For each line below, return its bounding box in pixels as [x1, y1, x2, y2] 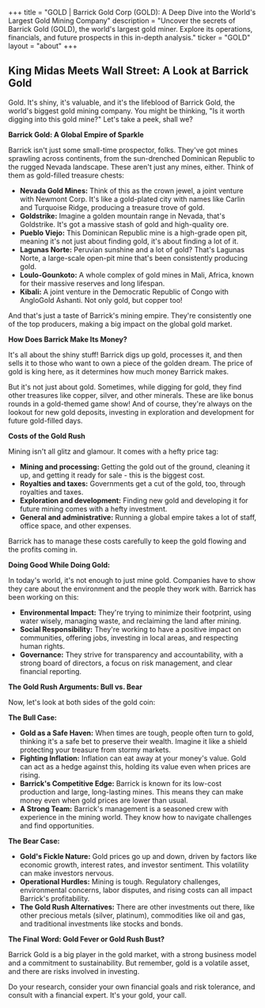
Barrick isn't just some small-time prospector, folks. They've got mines [8, 145, 239, 155]
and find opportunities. [19, 821, 95, 830]
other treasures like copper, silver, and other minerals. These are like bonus [8, 390, 254, 400]
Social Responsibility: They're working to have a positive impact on [19, 624, 241, 634]
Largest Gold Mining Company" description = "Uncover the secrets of [8, 16, 236, 25]
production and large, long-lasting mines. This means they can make [19, 787, 244, 796]
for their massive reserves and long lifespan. [19, 278, 165, 288]
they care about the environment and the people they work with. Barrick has [8, 584, 256, 593]
